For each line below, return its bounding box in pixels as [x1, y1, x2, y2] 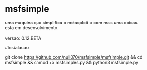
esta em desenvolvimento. [5, 24, 59, 30]
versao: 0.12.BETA [5, 35, 42, 41]
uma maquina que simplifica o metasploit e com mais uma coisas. [5, 20, 139, 25]
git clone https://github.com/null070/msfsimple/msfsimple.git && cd [5, 54, 143, 60]
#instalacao [5, 45, 29, 50]
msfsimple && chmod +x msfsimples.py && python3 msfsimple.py [5, 59, 139, 65]
